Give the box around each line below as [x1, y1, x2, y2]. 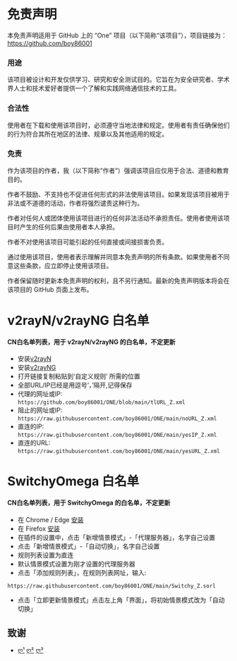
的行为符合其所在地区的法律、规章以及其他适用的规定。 [7, 130, 168, 138]
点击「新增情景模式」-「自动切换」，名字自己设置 [17, 542, 160, 550]
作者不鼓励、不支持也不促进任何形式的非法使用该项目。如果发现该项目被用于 [7, 190, 230, 198]
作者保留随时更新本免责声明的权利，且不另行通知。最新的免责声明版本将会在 [7, 276, 230, 285]
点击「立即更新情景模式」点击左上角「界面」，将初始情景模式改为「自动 [17, 595, 225, 604]
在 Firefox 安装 [17, 524, 61, 533]
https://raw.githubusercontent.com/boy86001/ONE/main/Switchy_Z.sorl [7, 582, 217, 589]
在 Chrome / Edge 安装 [17, 515, 84, 524]
